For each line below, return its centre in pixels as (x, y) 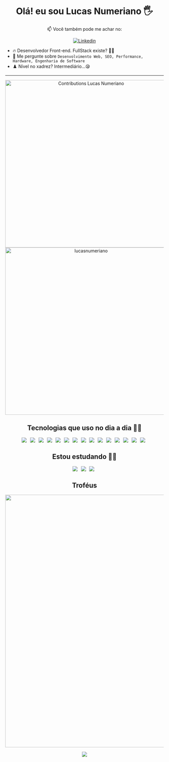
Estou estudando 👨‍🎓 (84, 457)
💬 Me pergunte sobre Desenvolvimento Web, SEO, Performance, (78, 56)
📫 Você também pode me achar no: (84, 29)
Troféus (84, 485)
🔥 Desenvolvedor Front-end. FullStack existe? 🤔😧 (63, 51)
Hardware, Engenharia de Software (49, 61)
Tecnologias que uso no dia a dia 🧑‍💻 (84, 428)
